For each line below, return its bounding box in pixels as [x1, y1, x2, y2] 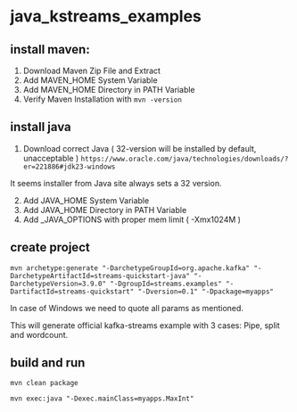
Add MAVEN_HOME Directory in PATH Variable [22, 85, 195, 95]
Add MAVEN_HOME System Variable [22, 75, 159, 86]
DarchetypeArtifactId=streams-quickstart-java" [10, 271, 191, 280]
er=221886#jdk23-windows [22, 162, 116, 171]
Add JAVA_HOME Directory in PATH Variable [22, 204, 187, 215]
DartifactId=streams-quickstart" [10, 287, 135, 296]
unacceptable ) [22, 152, 79, 163]
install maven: [10, 42, 90, 57]
